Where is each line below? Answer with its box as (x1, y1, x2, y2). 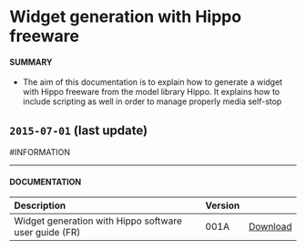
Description (14, 199, 66, 212)
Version (205, 199, 240, 212)
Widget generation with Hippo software (14, 214, 182, 227)
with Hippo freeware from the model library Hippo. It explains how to (22, 87, 280, 98)
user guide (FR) (14, 226, 81, 239)
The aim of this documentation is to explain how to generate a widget (22, 77, 283, 88)
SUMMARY (9, 57, 53, 68)
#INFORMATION (9, 147, 71, 158)
